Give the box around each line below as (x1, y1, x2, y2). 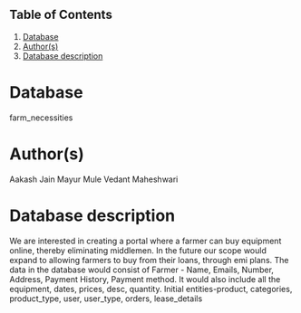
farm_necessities (9, 112, 73, 123)
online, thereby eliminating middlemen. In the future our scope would (9, 244, 267, 256)
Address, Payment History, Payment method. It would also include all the (9, 273, 281, 284)
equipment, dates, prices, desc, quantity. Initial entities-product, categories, (9, 283, 293, 294)
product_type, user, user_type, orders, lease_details (9, 293, 203, 304)
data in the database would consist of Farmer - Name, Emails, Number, (9, 264, 275, 275)
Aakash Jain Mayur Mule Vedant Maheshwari (9, 174, 179, 185)
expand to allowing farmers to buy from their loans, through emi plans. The (9, 254, 289, 265)
